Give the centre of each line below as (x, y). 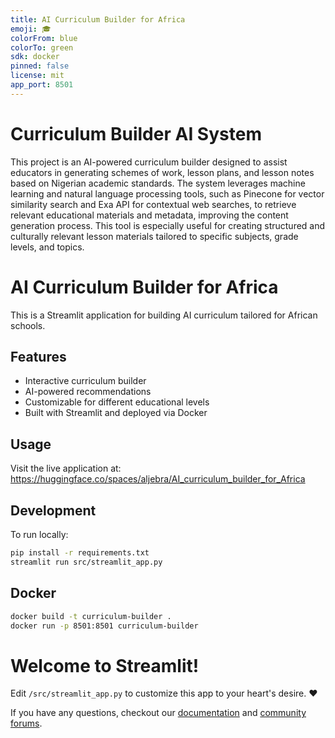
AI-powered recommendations (88, 392)
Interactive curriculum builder (85, 381)
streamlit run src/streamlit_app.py (86, 562)
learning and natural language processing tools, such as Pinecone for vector (167, 193)
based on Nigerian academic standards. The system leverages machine (158, 183)
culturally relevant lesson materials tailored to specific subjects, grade (154, 236)
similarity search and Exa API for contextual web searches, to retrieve (153, 204)
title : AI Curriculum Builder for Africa (98, 19)
